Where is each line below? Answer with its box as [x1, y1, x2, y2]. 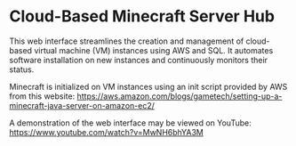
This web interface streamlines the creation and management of [9, 36, 244, 46]
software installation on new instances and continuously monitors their [9, 54, 268, 65]
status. [9, 64, 35, 75]
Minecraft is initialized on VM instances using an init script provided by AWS [9, 81, 288, 92]
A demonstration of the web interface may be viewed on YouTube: [9, 118, 252, 128]
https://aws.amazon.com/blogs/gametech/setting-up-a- [76, 91, 283, 101]
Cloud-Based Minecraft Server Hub [9, 6, 276, 27]
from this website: [9, 91, 76, 101]
